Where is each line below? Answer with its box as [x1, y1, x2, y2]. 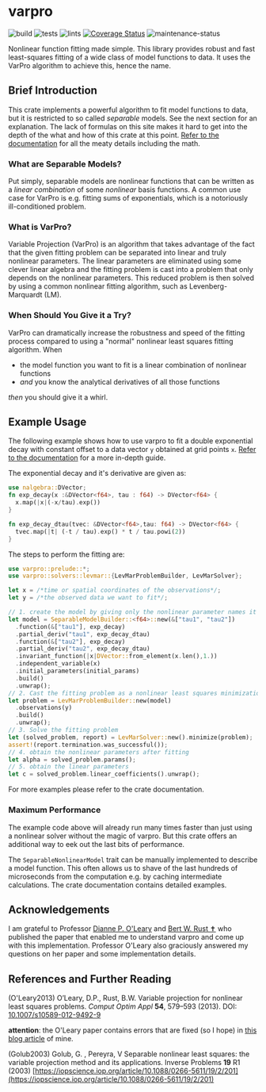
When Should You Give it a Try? [8, 310, 132, 321]
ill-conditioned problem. [8, 201, 86, 212]
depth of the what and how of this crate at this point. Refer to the [8, 130, 219, 140]
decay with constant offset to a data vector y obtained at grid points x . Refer [8, 445, 256, 454]
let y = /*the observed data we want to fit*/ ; [8, 594, 169, 602]
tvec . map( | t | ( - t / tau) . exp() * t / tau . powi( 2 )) [15, 527, 186, 535]
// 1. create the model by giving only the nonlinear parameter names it [8, 608, 257, 616]
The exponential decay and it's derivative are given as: [8, 469, 187, 478]
